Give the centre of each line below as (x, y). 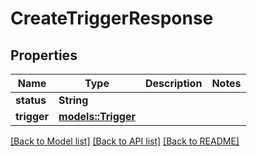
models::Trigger (97, 116)
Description (173, 83)
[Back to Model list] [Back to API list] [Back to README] (125, 141)
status (31, 100)
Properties (44, 55)
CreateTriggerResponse (112, 18)
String (73, 100)
